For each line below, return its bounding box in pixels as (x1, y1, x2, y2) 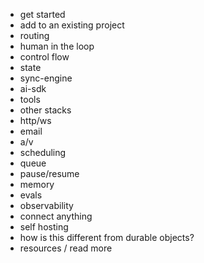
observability (19, 200, 74, 211)
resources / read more (19, 242, 113, 254)
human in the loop (19, 40, 95, 52)
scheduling (19, 147, 67, 158)
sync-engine (19, 72, 73, 84)
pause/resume (19, 168, 80, 179)
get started (19, 9, 66, 20)
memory (19, 179, 55, 190)
